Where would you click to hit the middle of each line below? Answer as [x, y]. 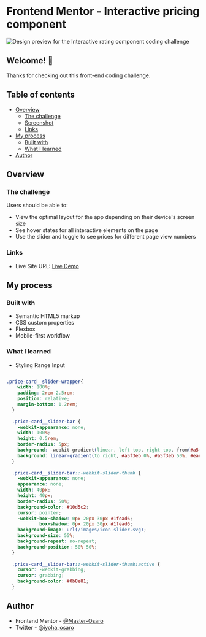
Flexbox [25, 329]
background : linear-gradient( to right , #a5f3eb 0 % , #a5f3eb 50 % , [103, 455]
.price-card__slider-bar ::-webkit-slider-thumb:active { [86, 564]
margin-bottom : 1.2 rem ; [48, 404]
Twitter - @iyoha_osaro [45, 627]
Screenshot [39, 122]
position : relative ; [44, 399]
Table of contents [40, 95]
